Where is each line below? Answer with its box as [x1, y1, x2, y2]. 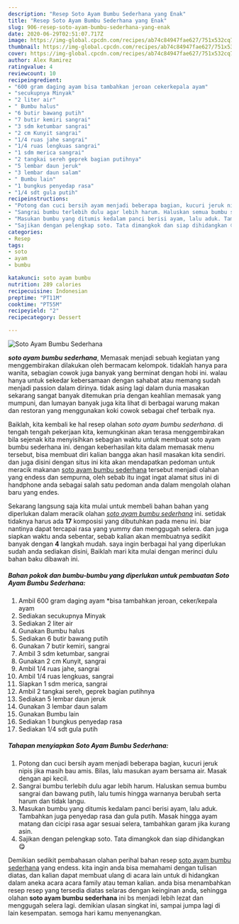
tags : [8, 242, 24, 249]
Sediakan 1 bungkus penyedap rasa [18, 717, 123, 726]
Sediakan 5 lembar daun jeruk [18, 694, 106, 703]
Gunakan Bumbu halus [18, 626, 85, 635]
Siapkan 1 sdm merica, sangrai [18, 679, 108, 688]
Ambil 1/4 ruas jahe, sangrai [18, 664, 100, 672]
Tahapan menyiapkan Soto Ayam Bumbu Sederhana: [8, 741, 169, 750]
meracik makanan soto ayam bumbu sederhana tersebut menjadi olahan [8, 466, 219, 473]
